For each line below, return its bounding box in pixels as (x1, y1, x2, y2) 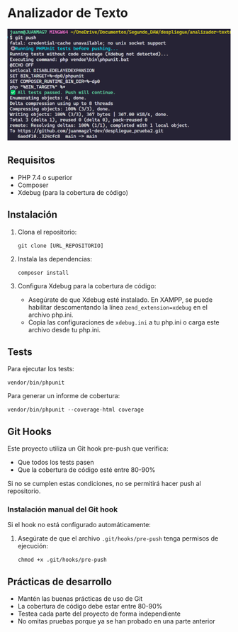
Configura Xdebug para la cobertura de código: (17, 281, 157, 290)
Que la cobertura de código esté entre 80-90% (17, 465, 156, 474)
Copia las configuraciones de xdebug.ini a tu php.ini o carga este (28, 317, 220, 327)
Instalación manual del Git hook (7, 504, 118, 514)
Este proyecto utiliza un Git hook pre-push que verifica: (7, 444, 169, 453)
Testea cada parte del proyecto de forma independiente (17, 609, 181, 618)
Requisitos (7, 154, 55, 167)
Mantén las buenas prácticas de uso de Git (17, 594, 143, 603)
